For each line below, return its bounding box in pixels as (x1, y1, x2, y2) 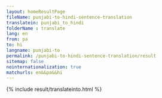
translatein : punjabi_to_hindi (6, 20, 84, 26)
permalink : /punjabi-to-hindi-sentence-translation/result (6, 53, 157, 59)
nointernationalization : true (6, 64, 82, 70)
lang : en (6, 31, 28, 37)
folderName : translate (6, 25, 66, 31)
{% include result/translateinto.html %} (6, 86, 102, 93)
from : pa (6, 36, 28, 42)
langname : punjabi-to (6, 48, 60, 53)
